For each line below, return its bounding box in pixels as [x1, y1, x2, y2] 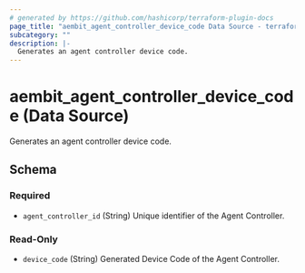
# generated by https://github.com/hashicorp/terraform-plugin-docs [9, 13, 274, 23]
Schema [9, 162, 57, 177]
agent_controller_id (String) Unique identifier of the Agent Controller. [22, 210, 285, 221]
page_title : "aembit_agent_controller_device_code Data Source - [9, 22, 261, 31]
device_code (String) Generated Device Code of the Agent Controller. [22, 254, 280, 265]
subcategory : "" [9, 30, 71, 39]
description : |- [9, 38, 71, 48]
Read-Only [9, 233, 59, 246]
